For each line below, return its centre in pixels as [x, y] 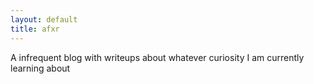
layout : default [44, 19]
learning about [40, 68]
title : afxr [35, 29]
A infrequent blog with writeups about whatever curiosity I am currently [157, 57]
